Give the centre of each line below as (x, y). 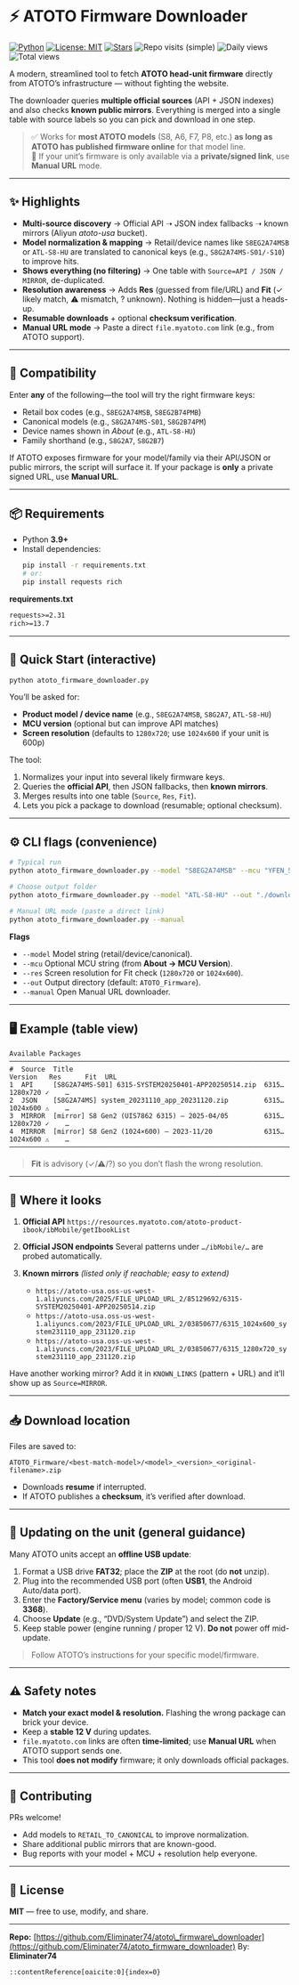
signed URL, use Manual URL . (64, 476)
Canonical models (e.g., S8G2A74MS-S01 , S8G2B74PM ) (114, 421)
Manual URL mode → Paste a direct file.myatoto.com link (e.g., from (148, 327)
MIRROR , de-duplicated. (63, 280)
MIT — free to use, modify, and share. (79, 1912)
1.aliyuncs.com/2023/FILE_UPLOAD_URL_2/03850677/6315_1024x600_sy (161, 1325)
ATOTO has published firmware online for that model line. (138, 146)
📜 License (37, 1890)
